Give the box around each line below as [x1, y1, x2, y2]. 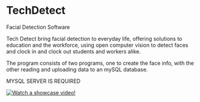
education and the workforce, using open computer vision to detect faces [6, 41, 189, 49]
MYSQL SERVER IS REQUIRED [6, 77, 81, 85]
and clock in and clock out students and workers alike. [6, 47, 141, 55]
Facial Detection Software [6, 23, 70, 31]
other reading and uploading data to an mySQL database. [6, 65, 148, 73]
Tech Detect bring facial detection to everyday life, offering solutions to [6, 35, 183, 42]
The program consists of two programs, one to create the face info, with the [6, 59, 194, 67]
